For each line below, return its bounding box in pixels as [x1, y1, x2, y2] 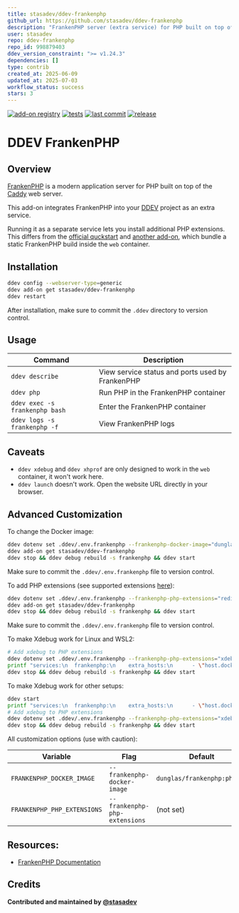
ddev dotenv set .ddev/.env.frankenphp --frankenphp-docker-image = [7, 541, 212, 548]
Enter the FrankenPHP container [98, 402, 206, 412]
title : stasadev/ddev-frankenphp [7, 10, 107, 18]
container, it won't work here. [17, 473, 105, 481]
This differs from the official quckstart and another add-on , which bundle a [7, 233, 227, 241]
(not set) [156, 804, 185, 814]
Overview [7, 163, 52, 175]
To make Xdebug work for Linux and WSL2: [7, 635, 135, 643]
